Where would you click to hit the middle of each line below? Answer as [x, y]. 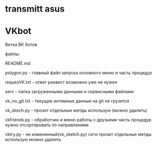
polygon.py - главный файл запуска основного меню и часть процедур [78, 73]
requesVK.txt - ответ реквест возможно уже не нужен [61, 82]
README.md [18, 64]
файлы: [13, 54]
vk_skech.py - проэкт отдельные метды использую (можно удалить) [76, 111]
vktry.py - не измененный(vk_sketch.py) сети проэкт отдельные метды [78, 134]
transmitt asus [35, 9]
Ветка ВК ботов [21, 45]
